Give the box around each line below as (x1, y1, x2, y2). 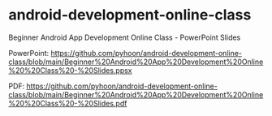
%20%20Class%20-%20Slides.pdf (8, 98, 127, 108)
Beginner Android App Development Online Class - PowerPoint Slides (8, 32, 241, 42)
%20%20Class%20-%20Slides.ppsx (8, 65, 132, 75)
